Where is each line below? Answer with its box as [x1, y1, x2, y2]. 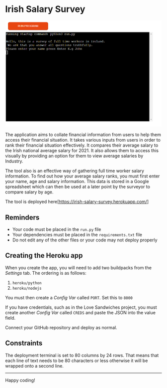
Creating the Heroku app [5, 251, 83, 260]
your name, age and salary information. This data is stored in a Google [5, 179, 149, 185]
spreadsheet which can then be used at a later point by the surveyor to [5, 184, 151, 190]
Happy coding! [5, 377, 36, 383]
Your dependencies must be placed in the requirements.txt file [12, 232, 143, 238]
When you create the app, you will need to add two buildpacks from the [5, 264, 152, 270]
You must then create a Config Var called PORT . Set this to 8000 [5, 294, 133, 300]
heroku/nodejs [12, 286, 42, 291]
